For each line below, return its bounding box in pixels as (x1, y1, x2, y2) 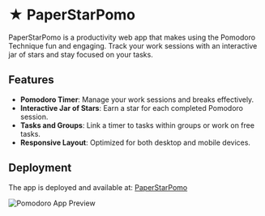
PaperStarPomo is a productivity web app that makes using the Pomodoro (8, 32, 256, 42)
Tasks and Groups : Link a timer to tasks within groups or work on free (19, 120, 255, 130)
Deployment (8, 161, 72, 175)
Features (8, 73, 54, 87)
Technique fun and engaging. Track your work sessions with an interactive (8, 40, 258, 50)
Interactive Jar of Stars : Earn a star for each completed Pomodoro (19, 103, 244, 112)
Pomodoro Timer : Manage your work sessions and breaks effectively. (19, 95, 254, 104)
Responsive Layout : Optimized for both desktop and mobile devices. (19, 138, 251, 147)
